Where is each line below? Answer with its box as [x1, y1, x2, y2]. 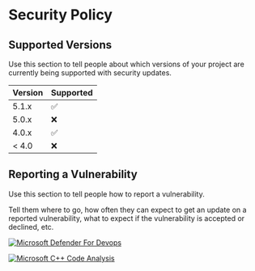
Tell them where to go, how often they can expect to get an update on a [8, 205, 247, 214]
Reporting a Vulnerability [8, 167, 138, 181]
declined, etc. [8, 222, 54, 231]
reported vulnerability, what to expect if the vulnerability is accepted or [8, 213, 245, 223]
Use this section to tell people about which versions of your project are [8, 59, 244, 69]
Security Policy [8, 6, 113, 24]
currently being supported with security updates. [8, 68, 172, 78]
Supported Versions [8, 38, 112, 52]
